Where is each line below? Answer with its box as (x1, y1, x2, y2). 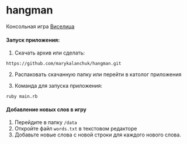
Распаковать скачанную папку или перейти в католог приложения (14, 71, 182, 78)
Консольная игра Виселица (6, 23, 75, 30)
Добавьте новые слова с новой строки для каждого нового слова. (14, 131, 181, 138)
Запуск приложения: (6, 36, 60, 43)
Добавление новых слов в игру (6, 106, 86, 113)
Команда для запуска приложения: (14, 83, 103, 90)
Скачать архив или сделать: (14, 49, 85, 56)
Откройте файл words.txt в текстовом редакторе (14, 125, 137, 132)
